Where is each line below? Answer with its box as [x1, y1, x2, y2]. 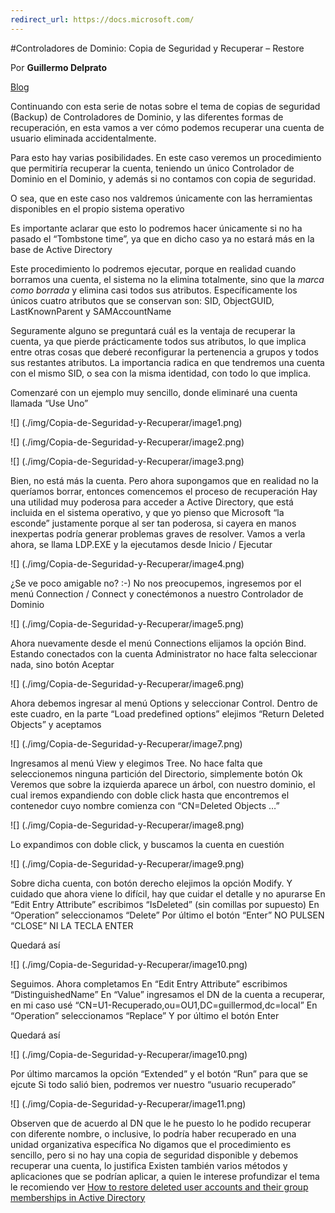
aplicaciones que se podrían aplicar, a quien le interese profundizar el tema [10, 1170, 320, 1182]
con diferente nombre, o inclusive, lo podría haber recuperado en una [10, 1127, 297, 1140]
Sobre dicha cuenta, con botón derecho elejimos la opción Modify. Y [10, 877, 293, 889]
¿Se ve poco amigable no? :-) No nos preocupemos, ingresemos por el [10, 577, 302, 589]
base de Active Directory [10, 243, 113, 255]
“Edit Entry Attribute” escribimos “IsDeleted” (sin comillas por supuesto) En [10, 898, 320, 910]
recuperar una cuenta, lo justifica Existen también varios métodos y [10, 1159, 288, 1171]
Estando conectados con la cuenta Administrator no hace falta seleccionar [10, 647, 318, 660]
